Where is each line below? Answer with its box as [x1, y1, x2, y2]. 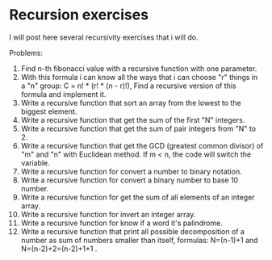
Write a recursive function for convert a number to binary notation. [20, 166, 242, 176]
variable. [20, 157, 51, 167]
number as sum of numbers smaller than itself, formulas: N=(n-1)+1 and [20, 235, 258, 245]
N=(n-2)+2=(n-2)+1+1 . [20, 244, 98, 254]
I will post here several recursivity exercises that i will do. [9, 32, 199, 42]
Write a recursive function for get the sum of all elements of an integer [20, 192, 255, 202]
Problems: [9, 48, 44, 57]
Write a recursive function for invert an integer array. [20, 209, 196, 219]
